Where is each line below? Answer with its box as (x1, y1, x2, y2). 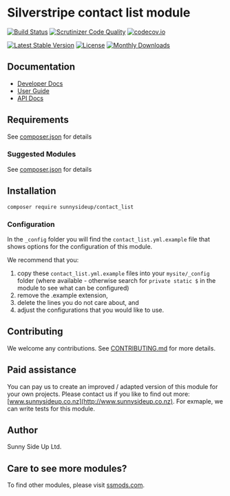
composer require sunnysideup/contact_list (7, 204, 134, 210)
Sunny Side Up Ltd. (7, 443, 62, 451)
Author (7, 424, 38, 436)
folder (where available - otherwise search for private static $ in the (17, 276, 216, 284)
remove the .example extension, (17, 291, 108, 299)
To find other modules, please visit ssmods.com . (7, 481, 145, 489)
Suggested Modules (7, 150, 76, 159)
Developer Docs (17, 79, 63, 88)
